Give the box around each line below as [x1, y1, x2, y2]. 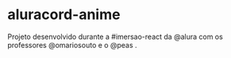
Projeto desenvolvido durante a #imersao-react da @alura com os [7, 32, 223, 41]
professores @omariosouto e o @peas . [7, 40, 137, 49]
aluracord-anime [7, 6, 121, 24]
